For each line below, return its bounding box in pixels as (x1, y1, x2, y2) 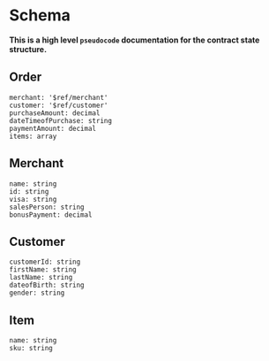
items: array (9, 132, 57, 141)
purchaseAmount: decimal (9, 108, 101, 118)
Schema (9, 5, 71, 26)
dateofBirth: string (9, 280, 86, 290)
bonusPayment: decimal (9, 210, 93, 219)
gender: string (9, 288, 65, 297)
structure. (9, 43, 47, 54)
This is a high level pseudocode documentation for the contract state (9, 35, 260, 45)
